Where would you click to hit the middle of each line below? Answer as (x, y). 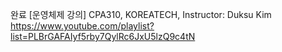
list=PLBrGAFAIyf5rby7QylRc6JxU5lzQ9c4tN (103, 36)
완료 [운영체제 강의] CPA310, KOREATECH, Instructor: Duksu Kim (141, 14)
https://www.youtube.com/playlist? (82, 26)
